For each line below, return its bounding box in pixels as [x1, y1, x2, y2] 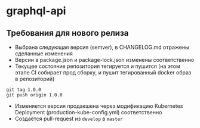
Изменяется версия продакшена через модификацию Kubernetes [14, 102, 183, 110]
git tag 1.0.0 [6, 87, 42, 93]
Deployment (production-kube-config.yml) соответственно [14, 109, 162, 115]
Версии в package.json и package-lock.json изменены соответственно [14, 57, 195, 63]
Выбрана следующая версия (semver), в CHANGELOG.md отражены [14, 43, 189, 51]
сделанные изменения [14, 50, 73, 57]
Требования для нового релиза [6, 28, 129, 38]
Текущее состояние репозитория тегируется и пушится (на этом [14, 63, 180, 70]
